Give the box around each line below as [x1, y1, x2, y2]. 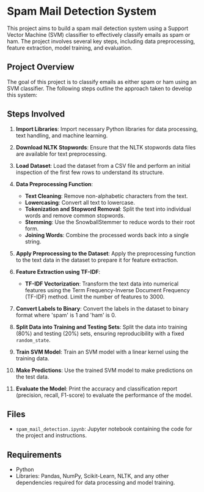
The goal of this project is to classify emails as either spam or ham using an [7, 78, 197, 85]
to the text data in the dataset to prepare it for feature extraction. [15, 256, 179, 263]
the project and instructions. [15, 432, 87, 439]
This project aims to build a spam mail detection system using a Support [7, 25, 189, 32]
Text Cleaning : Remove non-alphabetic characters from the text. [24, 192, 188, 200]
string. [24, 238, 42, 245]
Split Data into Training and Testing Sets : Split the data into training [15, 323, 188, 330]
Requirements [7, 449, 62, 460]
